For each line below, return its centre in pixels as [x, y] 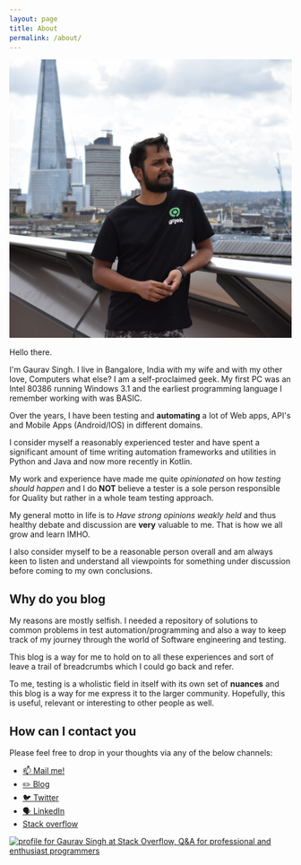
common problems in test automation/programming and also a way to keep [148, 630]
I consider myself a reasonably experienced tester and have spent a [134, 443]
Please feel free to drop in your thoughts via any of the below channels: [141, 753]
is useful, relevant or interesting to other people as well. [112, 703]
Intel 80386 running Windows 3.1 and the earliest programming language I [146, 389]
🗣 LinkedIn [43, 811]
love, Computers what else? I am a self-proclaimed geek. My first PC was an [150, 379]
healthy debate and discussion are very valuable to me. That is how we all [146, 525]
